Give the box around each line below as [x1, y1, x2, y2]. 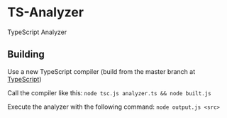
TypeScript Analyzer [7, 28, 67, 36]
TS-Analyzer [7, 4, 84, 21]
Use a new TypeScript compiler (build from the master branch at [7, 67, 196, 75]
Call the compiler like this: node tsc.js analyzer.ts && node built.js [7, 88, 211, 97]
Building [7, 48, 45, 60]
